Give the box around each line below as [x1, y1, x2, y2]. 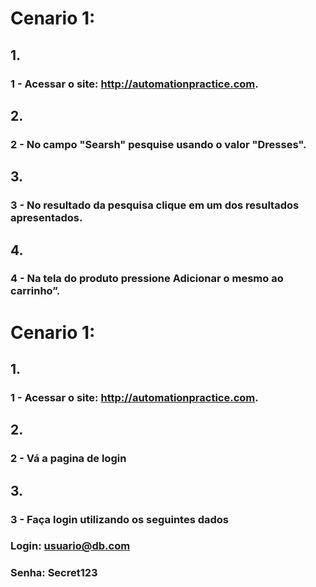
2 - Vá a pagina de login [10, 452, 127, 466]
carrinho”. [10, 284, 61, 298]
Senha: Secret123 [10, 566, 98, 580]
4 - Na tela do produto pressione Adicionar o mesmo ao [10, 272, 284, 286]
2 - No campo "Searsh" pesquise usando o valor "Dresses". [10, 137, 307, 151]
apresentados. [10, 211, 83, 225]
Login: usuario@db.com [10, 539, 131, 553]
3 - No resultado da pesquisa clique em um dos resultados [10, 198, 300, 212]
